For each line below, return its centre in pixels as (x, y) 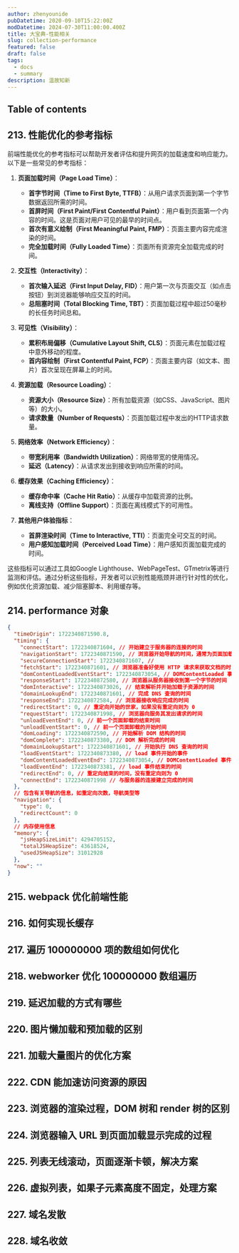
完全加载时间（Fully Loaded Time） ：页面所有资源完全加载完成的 (123, 246)
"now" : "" (28, 866)
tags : (15, 61)
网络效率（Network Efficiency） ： (67, 441)
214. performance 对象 (58, 610)
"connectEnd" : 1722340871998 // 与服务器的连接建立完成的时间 (107, 780)
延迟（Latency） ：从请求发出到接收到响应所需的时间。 (107, 466)
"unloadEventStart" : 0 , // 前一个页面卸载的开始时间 (94, 727)
